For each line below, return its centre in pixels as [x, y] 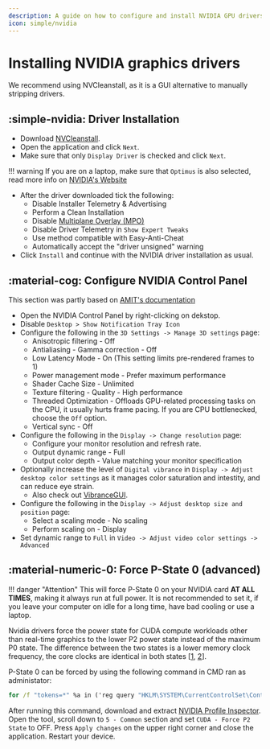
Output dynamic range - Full [79, 452]
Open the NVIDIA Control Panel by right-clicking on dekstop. [120, 315]
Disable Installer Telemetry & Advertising [99, 204]
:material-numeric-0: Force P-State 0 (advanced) [135, 570]
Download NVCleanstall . [60, 138]
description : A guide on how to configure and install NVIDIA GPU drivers [136, 16]
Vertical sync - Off [62, 426]
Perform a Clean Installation [78, 212]
